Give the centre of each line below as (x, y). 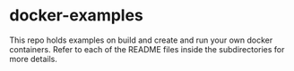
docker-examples (76, 16)
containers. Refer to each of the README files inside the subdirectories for (147, 49)
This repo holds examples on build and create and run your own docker (141, 40)
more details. (34, 59)
